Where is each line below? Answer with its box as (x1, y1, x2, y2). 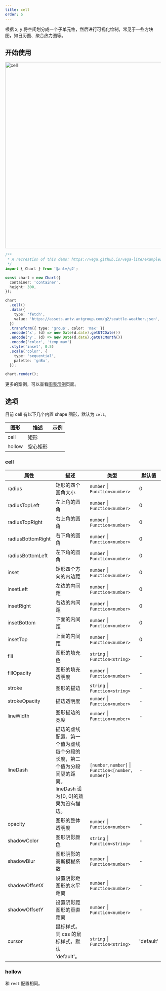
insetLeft (7, 586, 28, 593)
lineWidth (7, 712, 30, 719)
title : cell (5, 7, 30, 12)
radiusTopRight (7, 519, 43, 526)
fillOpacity (7, 670, 32, 677)
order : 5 (5, 12, 23, 17)
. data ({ (9, 307, 26, 312)
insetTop (7, 636, 28, 643)
